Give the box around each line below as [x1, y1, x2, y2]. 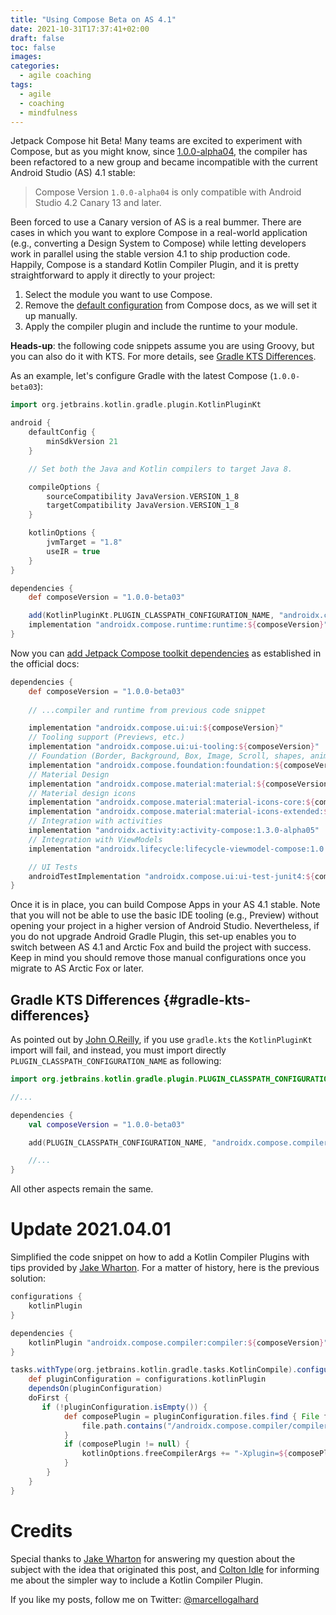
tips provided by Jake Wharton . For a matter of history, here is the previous [10, 1262, 320, 1274]
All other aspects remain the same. [10, 1183, 154, 1195]
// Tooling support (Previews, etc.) [28, 732, 186, 743]
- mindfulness [19, 107, 78, 118]
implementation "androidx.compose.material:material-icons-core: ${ [28, 797, 315, 808]
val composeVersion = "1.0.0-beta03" [28, 1119, 186, 1130]
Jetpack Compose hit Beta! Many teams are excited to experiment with [10, 135, 303, 147]
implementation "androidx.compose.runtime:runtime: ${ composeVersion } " [28, 620, 329, 630]
